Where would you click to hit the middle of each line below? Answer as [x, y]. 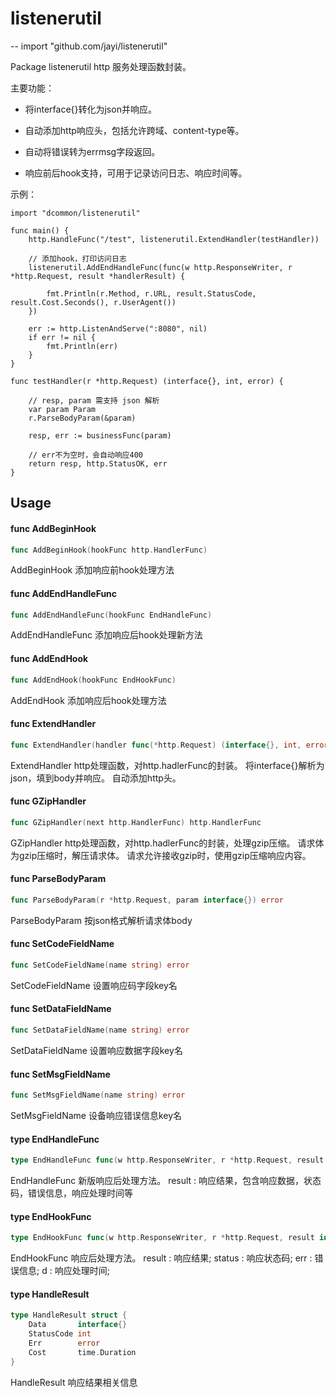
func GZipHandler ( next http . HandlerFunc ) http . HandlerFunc [136, 822]
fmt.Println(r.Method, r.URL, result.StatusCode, [151, 293]
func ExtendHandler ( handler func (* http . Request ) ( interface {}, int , [156, 745]
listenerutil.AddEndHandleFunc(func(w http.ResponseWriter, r [160, 267]
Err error [64, 1343]
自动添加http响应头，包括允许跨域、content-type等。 [134, 130]
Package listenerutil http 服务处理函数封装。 [101, 66]
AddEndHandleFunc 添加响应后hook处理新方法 [106, 635]
